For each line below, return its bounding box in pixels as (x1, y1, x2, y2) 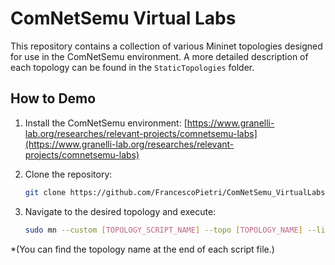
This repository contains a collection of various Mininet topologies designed (10, 40, 323, 52)
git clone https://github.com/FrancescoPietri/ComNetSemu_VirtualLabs (24, 187, 326, 197)
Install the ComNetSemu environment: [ (24, 117, 188, 129)
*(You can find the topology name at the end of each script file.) (10, 243, 275, 255)
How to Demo (10, 90, 97, 107)
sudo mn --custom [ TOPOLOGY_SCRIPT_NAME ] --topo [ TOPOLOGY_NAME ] (24, 225, 303, 235)
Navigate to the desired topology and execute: (24, 205, 217, 217)
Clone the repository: (24, 168, 113, 180)
